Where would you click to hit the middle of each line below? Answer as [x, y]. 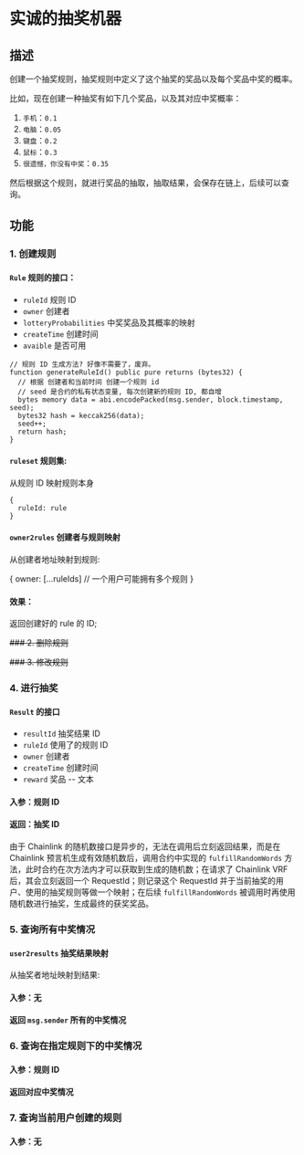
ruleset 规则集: [38, 461]
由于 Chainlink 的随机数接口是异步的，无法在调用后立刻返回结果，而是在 [145, 846]
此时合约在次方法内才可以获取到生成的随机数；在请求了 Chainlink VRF [157, 869]
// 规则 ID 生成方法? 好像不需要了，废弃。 [82, 364]
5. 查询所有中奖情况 [52, 929]
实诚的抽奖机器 [66, 19]
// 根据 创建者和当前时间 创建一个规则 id [89, 382]
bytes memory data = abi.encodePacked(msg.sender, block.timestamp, [151, 399]
